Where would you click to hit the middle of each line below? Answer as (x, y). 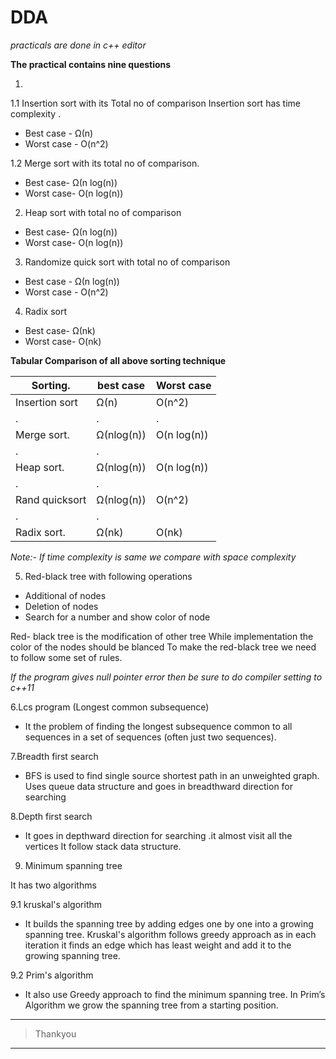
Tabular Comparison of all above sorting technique (118, 360)
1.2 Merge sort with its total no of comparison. (105, 163)
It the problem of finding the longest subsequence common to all (158, 726)
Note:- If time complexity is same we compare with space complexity (153, 557)
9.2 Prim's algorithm (52, 975)
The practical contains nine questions (91, 64)
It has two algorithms (53, 885)
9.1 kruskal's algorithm (56, 904)
